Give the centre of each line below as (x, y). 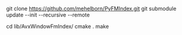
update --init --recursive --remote (48, 15)
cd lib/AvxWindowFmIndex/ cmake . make (58, 26)
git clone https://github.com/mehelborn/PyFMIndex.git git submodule (91, 9)
